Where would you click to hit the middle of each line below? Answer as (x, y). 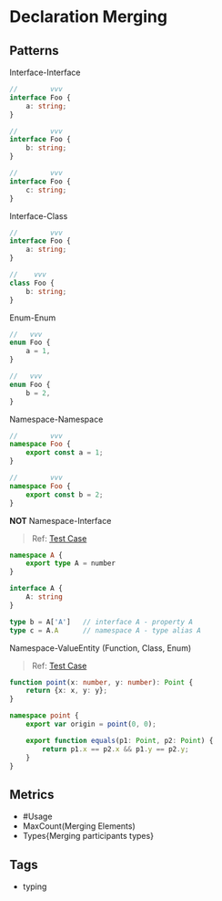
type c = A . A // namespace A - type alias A (106, 630)
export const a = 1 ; (65, 453)
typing (35, 886)
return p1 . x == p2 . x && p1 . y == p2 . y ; (116, 749)
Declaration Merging (89, 17)
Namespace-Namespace (56, 419)
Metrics (32, 795)
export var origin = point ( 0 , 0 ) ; (91, 724)
